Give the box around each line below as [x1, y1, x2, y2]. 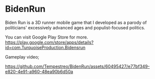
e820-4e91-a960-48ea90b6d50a [5, 68, 74, 74]
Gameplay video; [5, 54, 39, 59]
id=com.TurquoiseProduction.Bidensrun [5, 44, 86, 50]
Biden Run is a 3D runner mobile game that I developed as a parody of [5, 20, 147, 25]
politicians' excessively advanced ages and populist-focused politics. [5, 24, 146, 30]
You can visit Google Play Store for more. [5, 34, 88, 40]
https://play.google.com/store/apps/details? [5, 39, 94, 45]
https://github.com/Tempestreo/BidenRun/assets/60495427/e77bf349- [5, 63, 150, 69]
